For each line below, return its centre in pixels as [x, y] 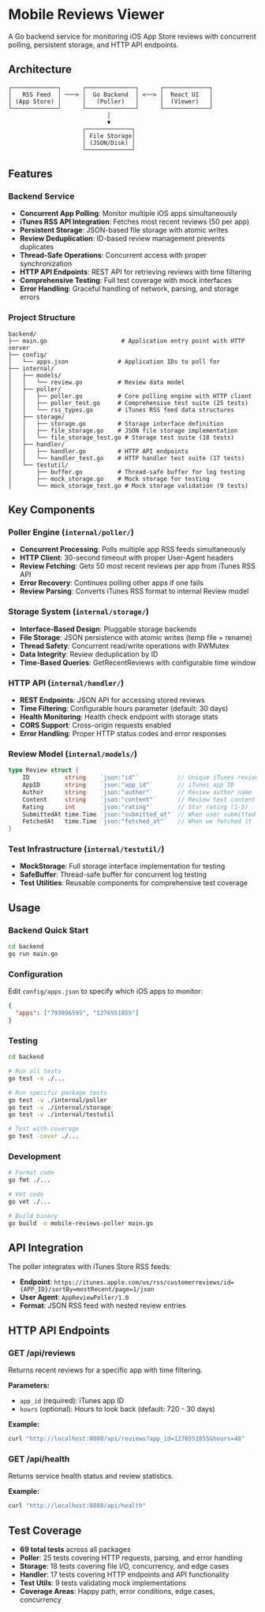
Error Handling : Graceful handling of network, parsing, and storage [129, 289]
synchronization [46, 264]
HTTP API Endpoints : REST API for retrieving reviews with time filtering [135, 272]
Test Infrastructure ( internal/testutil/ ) [86, 849]
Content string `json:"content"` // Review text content [139, 799]
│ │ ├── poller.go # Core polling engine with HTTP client [130, 396]
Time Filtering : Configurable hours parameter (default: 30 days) [124, 709]
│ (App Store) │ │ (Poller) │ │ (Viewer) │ [111, 101]
